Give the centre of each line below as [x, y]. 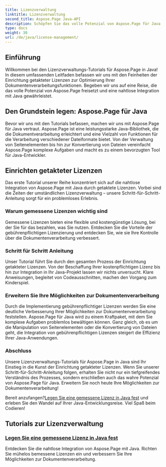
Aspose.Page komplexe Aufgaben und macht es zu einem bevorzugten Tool [83, 150]
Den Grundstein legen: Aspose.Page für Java [76, 111]
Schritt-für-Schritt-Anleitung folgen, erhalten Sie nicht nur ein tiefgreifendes [83, 372]
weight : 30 [16, 33]
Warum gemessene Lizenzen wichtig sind [56, 211]
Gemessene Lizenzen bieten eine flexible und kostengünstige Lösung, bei [81, 222]
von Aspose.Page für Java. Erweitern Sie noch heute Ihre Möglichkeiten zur [82, 383]
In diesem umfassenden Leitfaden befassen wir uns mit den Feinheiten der [81, 74]
